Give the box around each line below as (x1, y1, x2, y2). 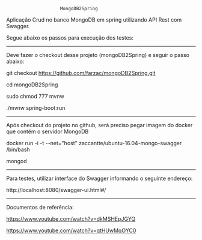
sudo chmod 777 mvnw (6, 93, 64, 100)
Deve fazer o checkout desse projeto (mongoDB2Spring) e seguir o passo (6, 52, 189, 58)
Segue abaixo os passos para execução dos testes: (6, 34, 134, 41)
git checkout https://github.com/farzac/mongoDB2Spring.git (6, 70, 156, 76)
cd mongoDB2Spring (6, 81, 58, 88)
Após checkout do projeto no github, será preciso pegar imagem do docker (6, 122, 193, 128)
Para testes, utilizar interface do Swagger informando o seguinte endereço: (6, 175, 193, 182)
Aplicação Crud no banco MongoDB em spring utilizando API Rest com (6, 16, 182, 23)
